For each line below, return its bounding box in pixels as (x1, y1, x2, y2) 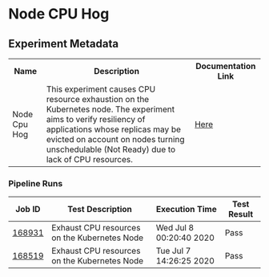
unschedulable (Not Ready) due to (46, 144, 176, 155)
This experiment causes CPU (46, 84, 156, 95)
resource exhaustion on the (46, 94, 150, 104)
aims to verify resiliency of (46, 114, 146, 124)
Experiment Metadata (8, 37, 118, 51)
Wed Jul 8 (155, 222, 195, 234)
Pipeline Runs (8, 177, 63, 189)
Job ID (15, 204, 41, 215)
